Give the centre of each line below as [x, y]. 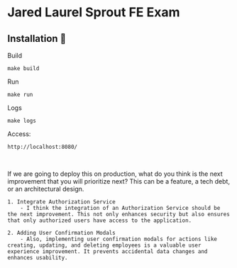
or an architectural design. [46, 189]
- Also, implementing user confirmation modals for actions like [119, 239]
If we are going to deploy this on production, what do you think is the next [115, 174]
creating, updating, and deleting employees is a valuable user [104, 245]
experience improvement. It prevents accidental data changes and [108, 252]
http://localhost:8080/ [43, 147]
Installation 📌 [37, 39]
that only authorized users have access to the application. [100, 220]
